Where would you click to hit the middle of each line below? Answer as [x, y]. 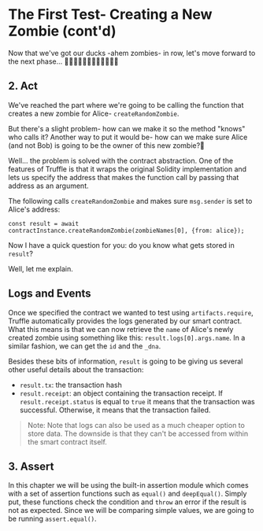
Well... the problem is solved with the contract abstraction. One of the [121, 160]
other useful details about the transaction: [76, 369]
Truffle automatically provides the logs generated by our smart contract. [125, 321]
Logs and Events [50, 294]
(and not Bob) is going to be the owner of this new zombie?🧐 [106, 145]
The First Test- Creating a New [110, 15]
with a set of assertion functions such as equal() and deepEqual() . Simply [128, 494]
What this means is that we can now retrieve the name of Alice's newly [121, 329]
